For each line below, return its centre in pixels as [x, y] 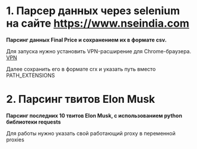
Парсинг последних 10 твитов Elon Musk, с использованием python [94, 115]
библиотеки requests [34, 122]
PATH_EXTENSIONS [31, 75]
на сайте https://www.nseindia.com [98, 23]
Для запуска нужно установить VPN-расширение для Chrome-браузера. [99, 51]
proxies [15, 140]
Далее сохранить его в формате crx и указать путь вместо [81, 69]
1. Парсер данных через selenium [93, 11]
